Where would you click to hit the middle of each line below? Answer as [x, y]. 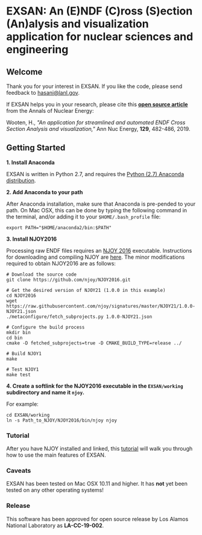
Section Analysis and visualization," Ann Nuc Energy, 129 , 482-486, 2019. [98, 129]
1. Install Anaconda [31, 162]
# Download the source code [42, 274]
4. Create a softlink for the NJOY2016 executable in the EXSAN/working [95, 386]
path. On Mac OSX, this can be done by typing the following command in [97, 210]
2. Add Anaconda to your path [45, 192]
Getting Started [36, 148]
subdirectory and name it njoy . [46, 392]
